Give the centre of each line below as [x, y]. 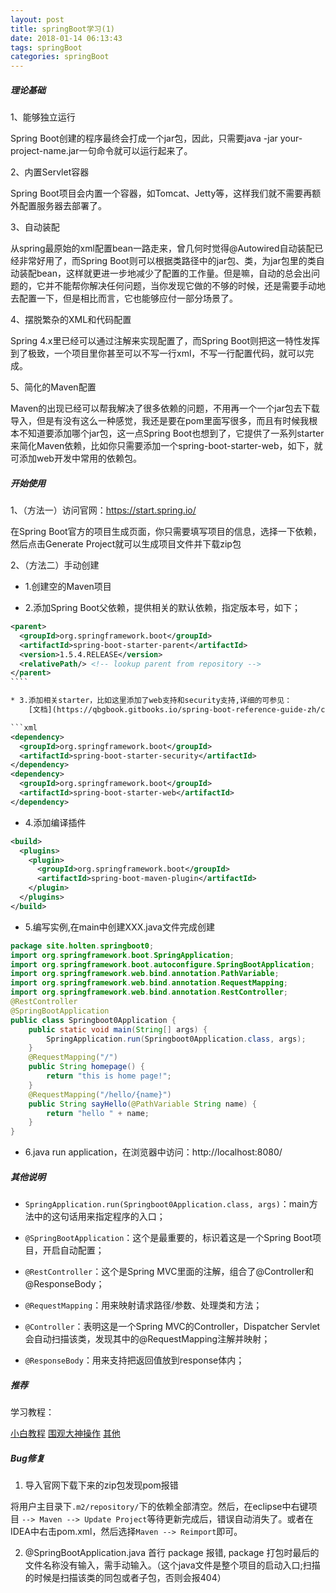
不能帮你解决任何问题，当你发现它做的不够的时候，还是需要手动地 [189, 286]
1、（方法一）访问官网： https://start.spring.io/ [103, 510]
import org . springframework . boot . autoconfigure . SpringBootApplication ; [162, 964]
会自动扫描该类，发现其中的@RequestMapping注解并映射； [147, 1339]
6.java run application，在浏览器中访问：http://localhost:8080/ [153, 1152]
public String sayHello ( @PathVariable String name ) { [142, 1104]
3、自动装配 [35, 227]
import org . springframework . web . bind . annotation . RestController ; [149, 992]
